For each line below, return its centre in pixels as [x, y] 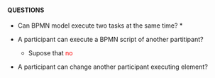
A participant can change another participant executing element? [112, 67]
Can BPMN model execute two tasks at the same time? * [100, 26]
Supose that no [50, 53]
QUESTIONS [26, 10]
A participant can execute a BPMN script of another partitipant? [110, 40]
